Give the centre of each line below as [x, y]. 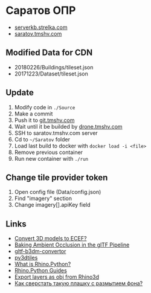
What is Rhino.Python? [43, 264]
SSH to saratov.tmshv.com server [56, 133]
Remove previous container [48, 152]
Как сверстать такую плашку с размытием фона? [79, 283]
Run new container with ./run [51, 158]
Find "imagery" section [43, 198]
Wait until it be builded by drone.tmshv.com [68, 126]
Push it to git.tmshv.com [44, 120]
